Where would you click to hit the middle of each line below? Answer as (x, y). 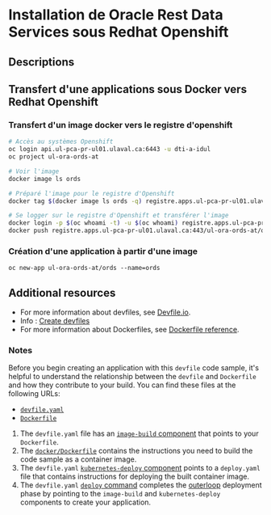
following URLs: (34, 394)
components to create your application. (85, 502)
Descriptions (42, 62)
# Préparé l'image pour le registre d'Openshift (92, 193)
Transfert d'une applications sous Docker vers (128, 89)
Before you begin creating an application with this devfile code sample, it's (134, 368)
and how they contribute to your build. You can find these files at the (122, 385)
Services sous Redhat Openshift (119, 32)
